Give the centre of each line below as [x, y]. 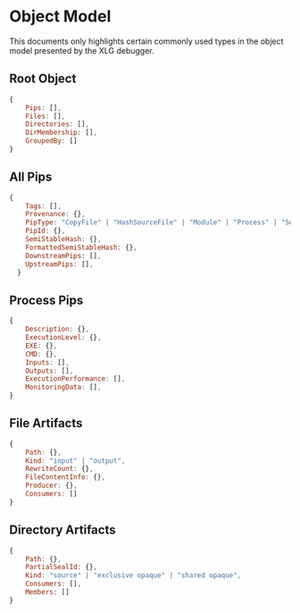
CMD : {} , [42, 354]
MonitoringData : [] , [63, 387]
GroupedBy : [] [51, 141]
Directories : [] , [58, 124]
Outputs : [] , [50, 371]
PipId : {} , [46, 231]
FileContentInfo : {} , [65, 477]
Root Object [43, 79]
